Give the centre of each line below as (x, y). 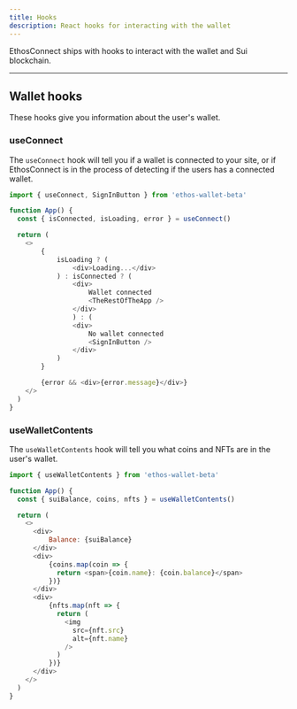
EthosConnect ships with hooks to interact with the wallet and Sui (128, 50)
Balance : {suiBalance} (90, 540)
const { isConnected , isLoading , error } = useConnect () (124, 219)
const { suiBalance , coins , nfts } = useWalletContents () (126, 499)
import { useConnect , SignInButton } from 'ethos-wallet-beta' (128, 195)
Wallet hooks (46, 96)
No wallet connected (126, 334)
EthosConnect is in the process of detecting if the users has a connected (142, 169)
